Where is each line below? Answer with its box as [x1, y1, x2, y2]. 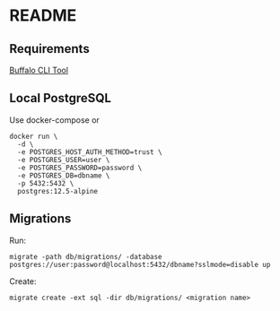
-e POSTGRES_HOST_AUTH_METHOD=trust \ [17, 147, 163, 157]
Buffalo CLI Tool [9, 65, 69, 75]
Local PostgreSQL [9, 91, 112, 106]
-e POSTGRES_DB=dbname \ [17, 171, 110, 180]
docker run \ [9, 132, 58, 141]
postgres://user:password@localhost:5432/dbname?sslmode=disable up [9, 260, 271, 269]
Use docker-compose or [9, 114, 101, 125]
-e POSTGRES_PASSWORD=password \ [17, 163, 143, 172]
